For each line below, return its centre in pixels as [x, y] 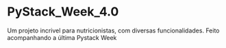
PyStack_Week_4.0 [63, 12]
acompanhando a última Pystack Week [62, 37]
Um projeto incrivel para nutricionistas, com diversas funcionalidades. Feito [113, 30]
